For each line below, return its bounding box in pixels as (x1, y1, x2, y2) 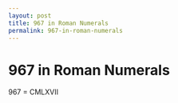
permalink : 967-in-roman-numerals (8, 26, 124, 34)
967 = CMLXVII (8, 87, 58, 97)
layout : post (8, 11, 52, 20)
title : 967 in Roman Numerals (8, 19, 109, 27)
